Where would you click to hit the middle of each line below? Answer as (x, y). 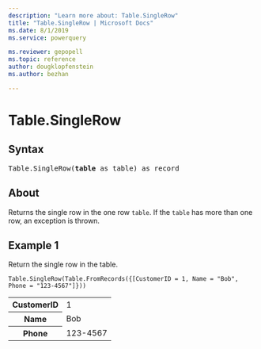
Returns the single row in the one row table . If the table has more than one (130, 212)
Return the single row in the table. (63, 265)
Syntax (26, 150)
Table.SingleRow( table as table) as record (94, 168)
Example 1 (34, 245)
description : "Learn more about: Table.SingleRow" (93, 15)
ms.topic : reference (42, 59)
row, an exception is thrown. (54, 221)
